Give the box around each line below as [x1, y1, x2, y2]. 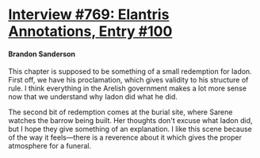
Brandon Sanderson [8, 49, 76, 59]
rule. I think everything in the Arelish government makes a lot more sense [8, 83, 247, 93]
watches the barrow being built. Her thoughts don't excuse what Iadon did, [8, 116, 253, 125]
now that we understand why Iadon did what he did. [8, 92, 178, 102]
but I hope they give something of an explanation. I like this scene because [8, 125, 252, 134]
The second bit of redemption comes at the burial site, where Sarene [8, 107, 233, 117]
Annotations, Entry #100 [8, 22, 173, 40]
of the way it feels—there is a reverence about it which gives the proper [8, 133, 243, 142]
